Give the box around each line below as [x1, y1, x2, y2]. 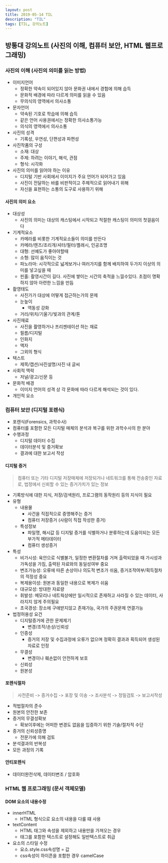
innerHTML [12, 810, 36, 816]
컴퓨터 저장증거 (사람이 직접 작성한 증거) [27, 517, 106, 523]
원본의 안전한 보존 [12, 709, 48, 715]
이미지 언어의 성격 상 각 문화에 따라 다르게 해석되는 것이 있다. [20, 386, 139, 392]
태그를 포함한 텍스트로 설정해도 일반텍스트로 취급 [20, 834, 115, 840]
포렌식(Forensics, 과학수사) [12, 419, 67, 425]
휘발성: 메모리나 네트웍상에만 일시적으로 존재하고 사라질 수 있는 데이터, [20, 592, 158, 598]
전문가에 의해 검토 [20, 734, 55, 740]
